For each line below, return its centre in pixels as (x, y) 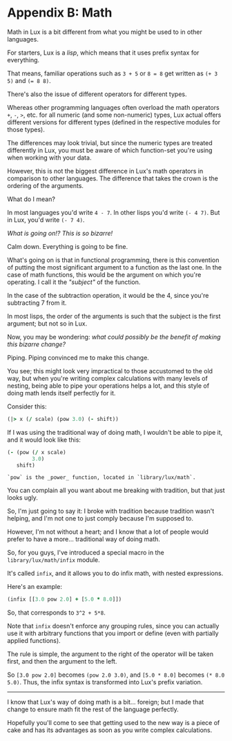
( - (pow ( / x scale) (37, 452)
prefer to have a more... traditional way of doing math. (84, 539)
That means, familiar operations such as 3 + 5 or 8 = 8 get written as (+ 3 (113, 73)
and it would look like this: (44, 440)
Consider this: (27, 406)
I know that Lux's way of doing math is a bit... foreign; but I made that (106, 702)
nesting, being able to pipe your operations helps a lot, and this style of (108, 386)
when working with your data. (49, 158)
